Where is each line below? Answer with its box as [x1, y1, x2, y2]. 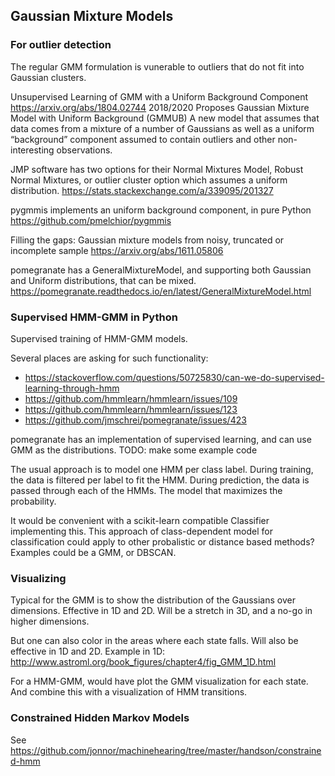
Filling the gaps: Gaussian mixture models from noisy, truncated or [10, 234, 285, 246]
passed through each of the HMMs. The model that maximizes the [10, 484, 283, 496]
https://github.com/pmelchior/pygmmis [10, 214, 172, 226]
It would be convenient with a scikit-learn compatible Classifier [10, 514, 270, 526]
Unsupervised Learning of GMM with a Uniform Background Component [10, 90, 309, 103]
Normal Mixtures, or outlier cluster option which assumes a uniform [10, 174, 288, 186]
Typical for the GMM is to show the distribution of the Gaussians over [10, 594, 296, 606]
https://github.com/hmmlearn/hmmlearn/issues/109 [24, 392, 238, 404]
